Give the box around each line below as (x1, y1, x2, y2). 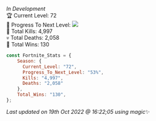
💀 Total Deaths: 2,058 (6, 34, 59, 41)
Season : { (17, 58, 42, 64)
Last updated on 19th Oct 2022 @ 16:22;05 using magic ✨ (6, 108, 150, 115)
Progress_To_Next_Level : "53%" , (22, 69, 104, 75)
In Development (6, 5, 46, 12)
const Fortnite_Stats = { (6, 52, 71, 58)
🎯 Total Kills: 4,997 (6, 28, 53, 35)
